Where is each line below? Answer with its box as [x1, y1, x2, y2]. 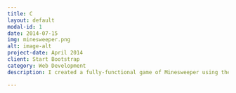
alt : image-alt [7, 43, 52, 50]
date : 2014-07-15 [7, 29, 58, 37]
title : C [7, 10, 33, 17]
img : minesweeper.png [7, 36, 71, 43]
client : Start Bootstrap [7, 56, 80, 63]
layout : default [7, 17, 55, 24]
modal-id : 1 [7, 23, 42, 30]
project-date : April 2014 [7, 50, 83, 57]
